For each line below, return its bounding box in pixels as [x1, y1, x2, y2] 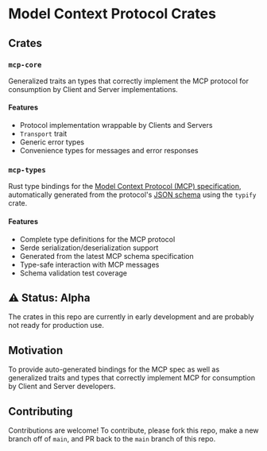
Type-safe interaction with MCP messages [19, 260, 160, 269]
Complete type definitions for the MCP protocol [19, 234, 176, 244]
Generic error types [19, 137, 85, 147]
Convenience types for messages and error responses [19, 146, 199, 156]
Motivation [8, 343, 64, 357]
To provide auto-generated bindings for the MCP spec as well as [8, 364, 220, 374]
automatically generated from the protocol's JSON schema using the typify [8, 190, 257, 199]
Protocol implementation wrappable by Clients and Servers [19, 121, 213, 130]
